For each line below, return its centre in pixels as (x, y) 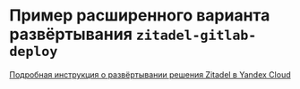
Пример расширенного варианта (140, 16)
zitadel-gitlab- (196, 36)
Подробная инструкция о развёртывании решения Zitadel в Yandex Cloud (150, 74)
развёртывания (71, 34)
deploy (34, 52)
